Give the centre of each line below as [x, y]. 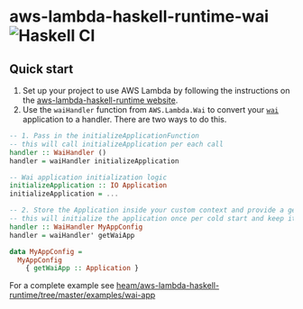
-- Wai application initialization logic [88, 177]
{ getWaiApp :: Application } [83, 268]
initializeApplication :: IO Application [88, 186]
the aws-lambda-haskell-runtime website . [100, 100]
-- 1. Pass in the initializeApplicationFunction [105, 136]
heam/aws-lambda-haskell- [167, 286]
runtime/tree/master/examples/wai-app [83, 295]
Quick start [41, 69]
